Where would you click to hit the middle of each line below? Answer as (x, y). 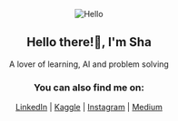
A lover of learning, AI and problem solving (89, 64)
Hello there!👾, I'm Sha (89, 42)
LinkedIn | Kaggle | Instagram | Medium (89, 107)
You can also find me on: (89, 88)
